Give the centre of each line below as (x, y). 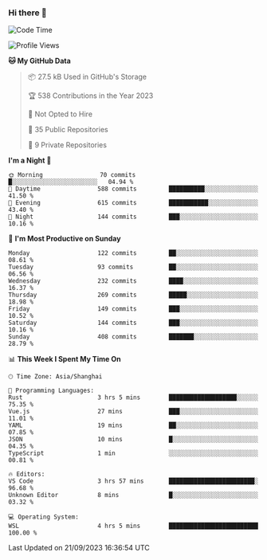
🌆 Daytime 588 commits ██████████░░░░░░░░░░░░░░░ (133, 189)
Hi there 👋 (28, 13)
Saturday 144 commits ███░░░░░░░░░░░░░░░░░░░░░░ (133, 323)
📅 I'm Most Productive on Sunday (65, 239)
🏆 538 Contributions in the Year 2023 (90, 96)
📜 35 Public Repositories (68, 130)
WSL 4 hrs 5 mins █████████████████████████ (133, 526)
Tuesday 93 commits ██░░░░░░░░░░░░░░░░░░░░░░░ (133, 267)
